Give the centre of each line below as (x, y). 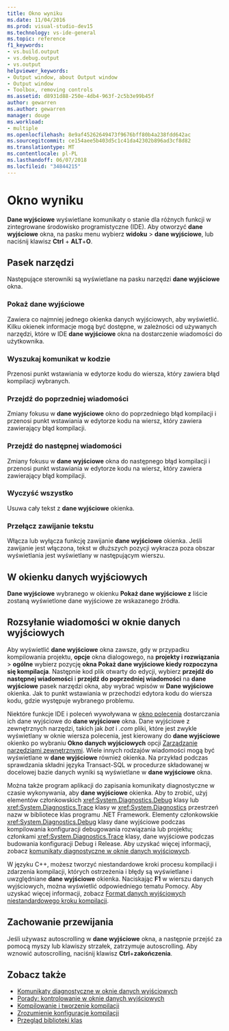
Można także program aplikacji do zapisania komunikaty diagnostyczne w (111, 785)
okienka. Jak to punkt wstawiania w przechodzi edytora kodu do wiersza (110, 693)
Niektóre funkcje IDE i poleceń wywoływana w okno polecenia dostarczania (113, 714)
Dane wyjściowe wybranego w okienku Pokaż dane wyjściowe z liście (107, 593)
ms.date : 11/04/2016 (37, 20)
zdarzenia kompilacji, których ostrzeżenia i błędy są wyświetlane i (100, 871)
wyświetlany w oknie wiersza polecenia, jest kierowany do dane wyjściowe (113, 736)
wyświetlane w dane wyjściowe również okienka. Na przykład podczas (108, 757)
